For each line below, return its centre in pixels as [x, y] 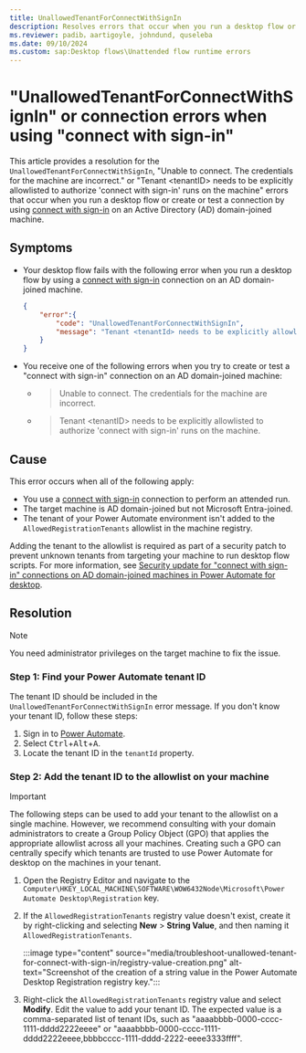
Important [28, 796]
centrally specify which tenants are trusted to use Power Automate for [142, 853]
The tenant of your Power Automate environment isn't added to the [149, 518]
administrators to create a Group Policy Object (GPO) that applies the [139, 834]
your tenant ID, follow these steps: [74, 716]
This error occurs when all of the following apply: [102, 481]
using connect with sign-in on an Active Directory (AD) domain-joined [141, 210]
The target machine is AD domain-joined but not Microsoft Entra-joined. [158, 509]
